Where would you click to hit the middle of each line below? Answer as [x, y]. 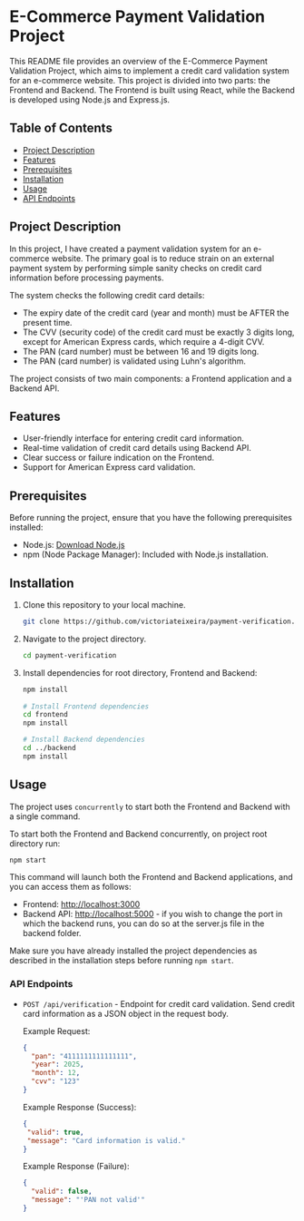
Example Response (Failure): [76, 1167]
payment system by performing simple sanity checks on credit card [136, 268]
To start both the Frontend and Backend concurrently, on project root [138, 834]
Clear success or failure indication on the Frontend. [118, 458]
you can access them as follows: [70, 887]
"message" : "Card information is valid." [106, 1140]
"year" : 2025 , [58, 1065]
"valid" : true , [55, 1132]
